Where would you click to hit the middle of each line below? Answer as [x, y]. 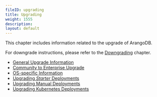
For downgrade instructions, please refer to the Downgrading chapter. [78, 53]
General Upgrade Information [43, 62]
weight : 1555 [19, 19]
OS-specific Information [38, 73]
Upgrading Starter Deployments [46, 78]
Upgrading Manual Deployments [46, 84]
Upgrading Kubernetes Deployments [51, 89]
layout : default [22, 29]
